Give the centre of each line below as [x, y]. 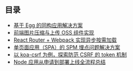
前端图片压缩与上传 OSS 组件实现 [54, 32]
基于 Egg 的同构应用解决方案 [48, 25]
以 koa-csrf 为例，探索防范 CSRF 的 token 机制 [70, 55]
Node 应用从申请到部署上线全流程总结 [59, 62]
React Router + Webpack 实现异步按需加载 [65, 40]
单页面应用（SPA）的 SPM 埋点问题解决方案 [67, 47]
